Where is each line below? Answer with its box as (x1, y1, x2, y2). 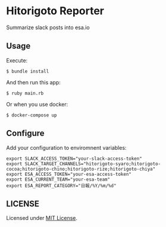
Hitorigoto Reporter (6, 4, 104, 18)
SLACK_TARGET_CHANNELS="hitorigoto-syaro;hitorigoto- (24, 160, 161, 167)
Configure (6, 128, 45, 138)
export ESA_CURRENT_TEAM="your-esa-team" (6, 176, 111, 182)
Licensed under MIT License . (6, 215, 78, 222)
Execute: (6, 56, 28, 64)
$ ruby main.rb (6, 90, 44, 96)
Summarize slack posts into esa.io (6, 24, 90, 31)
